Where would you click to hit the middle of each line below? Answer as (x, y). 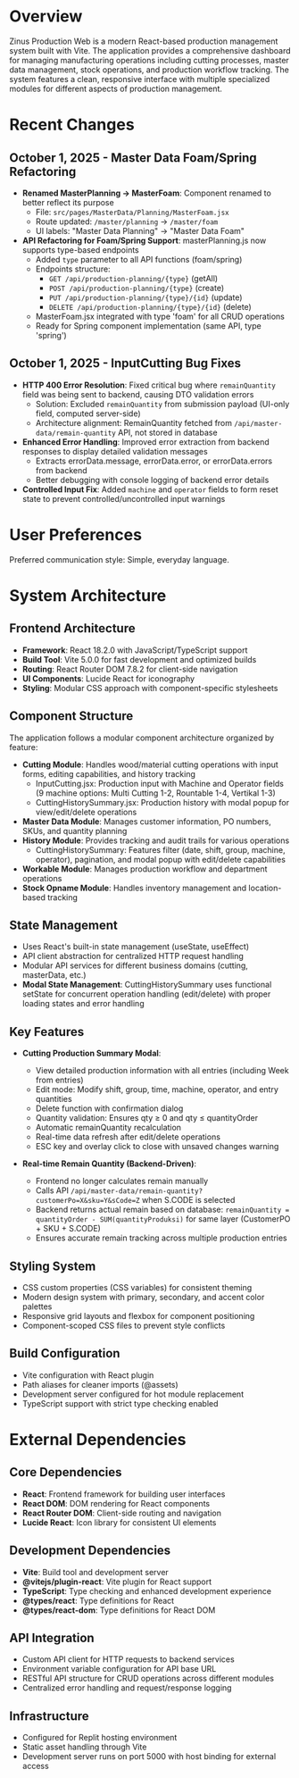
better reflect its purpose (68, 202)
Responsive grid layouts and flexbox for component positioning (138, 1315)
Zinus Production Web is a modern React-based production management (144, 41)
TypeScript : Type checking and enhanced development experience (147, 1590)
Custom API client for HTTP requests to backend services (128, 1659)
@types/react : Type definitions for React (98, 1600)
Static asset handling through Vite (84, 1747)
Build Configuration (65, 1353)
